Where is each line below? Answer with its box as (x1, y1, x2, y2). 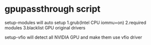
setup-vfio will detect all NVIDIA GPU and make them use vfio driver (4, 34, 143, 40)
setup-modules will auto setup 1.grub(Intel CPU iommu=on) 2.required (4, 20, 147, 25)
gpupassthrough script (4, 3, 101, 15)
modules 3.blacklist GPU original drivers (4, 24, 86, 30)
